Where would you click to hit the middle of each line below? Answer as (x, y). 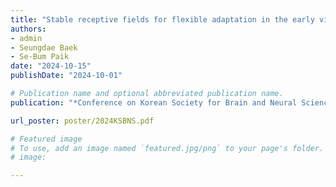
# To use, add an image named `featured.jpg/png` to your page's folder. (167, 148)
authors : (28, 29)
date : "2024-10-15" (51, 66)
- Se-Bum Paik (40, 57)
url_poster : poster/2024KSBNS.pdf (82, 121)
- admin (26, 38)
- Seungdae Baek (44, 47)
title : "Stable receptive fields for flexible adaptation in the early (162, 19)
